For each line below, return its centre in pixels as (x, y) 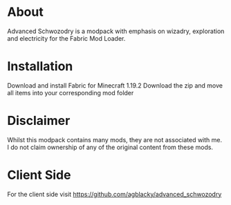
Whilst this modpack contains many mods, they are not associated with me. (115, 139)
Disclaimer (39, 121)
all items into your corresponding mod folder (71, 92)
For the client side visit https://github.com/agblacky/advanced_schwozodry (114, 194)
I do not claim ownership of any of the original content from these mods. (110, 147)
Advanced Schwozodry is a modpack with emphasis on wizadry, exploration (116, 31)
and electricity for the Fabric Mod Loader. (66, 38)
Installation (40, 67)
